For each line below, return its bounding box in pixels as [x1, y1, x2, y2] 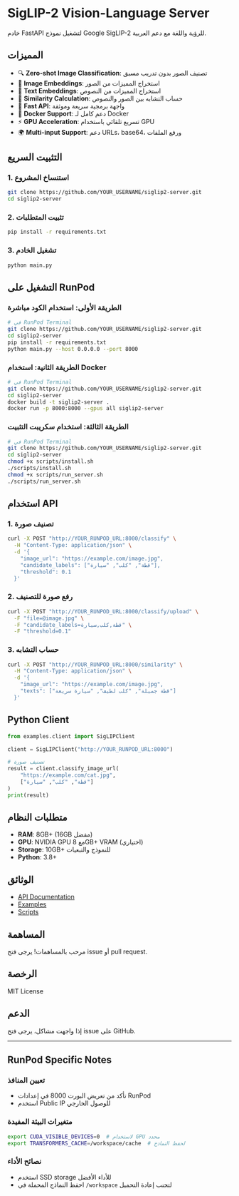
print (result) [7, 792, 50, 799]
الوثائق [7, 874, 34, 886]
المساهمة [7, 929, 45, 941]
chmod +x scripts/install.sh [7, 458, 94, 465]
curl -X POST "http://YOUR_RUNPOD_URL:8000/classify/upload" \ [7, 608, 199, 615]
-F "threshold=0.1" [14, 628, 72, 635]
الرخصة [7, 968, 38, 980]
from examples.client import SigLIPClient [7, 732, 135, 740]
